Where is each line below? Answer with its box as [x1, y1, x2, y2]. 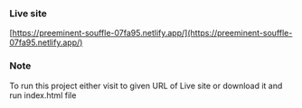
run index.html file [9, 89, 77, 101]
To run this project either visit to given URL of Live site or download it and [9, 80, 283, 91]
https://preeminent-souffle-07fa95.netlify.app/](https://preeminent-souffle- [12, 28, 293, 39]
